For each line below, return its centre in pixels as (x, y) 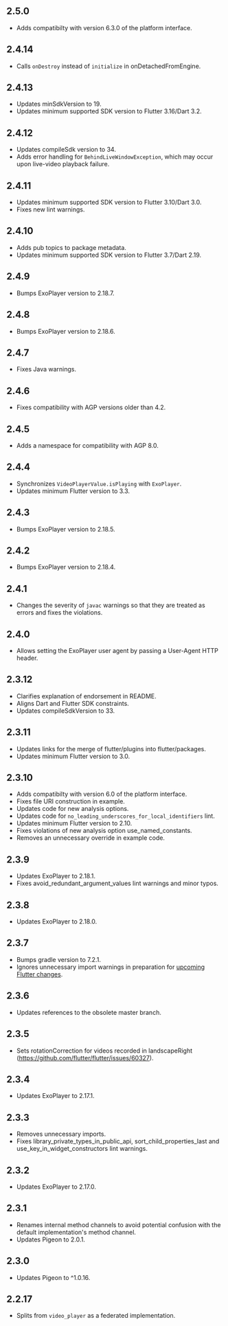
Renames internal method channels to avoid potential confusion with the (118, 1224)
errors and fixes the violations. (59, 613)
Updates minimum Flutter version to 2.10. (74, 823)
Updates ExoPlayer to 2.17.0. (56, 1187)
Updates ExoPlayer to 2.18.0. (57, 922)
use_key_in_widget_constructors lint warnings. (82, 1149)
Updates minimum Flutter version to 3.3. (73, 491)
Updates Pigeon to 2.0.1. (50, 1239)
